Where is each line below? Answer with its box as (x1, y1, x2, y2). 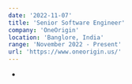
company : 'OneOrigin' (8, 26, 80, 34)
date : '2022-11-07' (8, 11, 73, 20)
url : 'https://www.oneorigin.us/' (8, 48, 123, 56)
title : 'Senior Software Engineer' (8, 19, 126, 27)
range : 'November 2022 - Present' (8, 41, 123, 49)
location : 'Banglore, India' (8, 33, 104, 42)
